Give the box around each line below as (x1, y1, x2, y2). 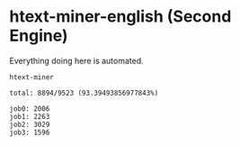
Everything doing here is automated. (9, 55, 144, 66)
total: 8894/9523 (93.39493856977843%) (9, 88, 159, 97)
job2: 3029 (9, 120, 50, 129)
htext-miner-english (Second (9, 6, 232, 27)
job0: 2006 (9, 104, 50, 114)
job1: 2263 (9, 112, 50, 121)
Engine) (9, 25, 69, 46)
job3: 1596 (9, 128, 50, 137)
